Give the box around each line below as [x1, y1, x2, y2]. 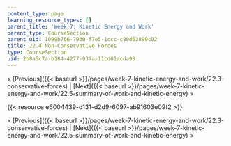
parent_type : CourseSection [7, 29, 89, 37]
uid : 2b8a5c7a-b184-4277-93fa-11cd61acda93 [7, 56, 136, 63]
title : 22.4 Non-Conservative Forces [7, 42, 117, 49]
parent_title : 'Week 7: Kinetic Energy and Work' [7, 23, 155, 30]
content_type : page [7, 10, 64, 17]
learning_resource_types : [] [7, 17, 92, 24]
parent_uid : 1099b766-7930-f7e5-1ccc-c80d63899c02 [7, 36, 158, 43]
